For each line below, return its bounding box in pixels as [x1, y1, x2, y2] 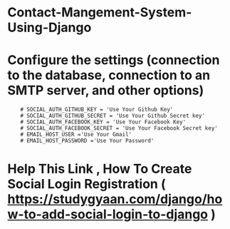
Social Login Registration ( [7, 176, 166, 193]
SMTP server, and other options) [7, 83, 204, 98]
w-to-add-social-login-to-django [7, 206, 209, 223]
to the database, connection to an [7, 67, 211, 83]
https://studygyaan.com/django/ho [7, 191, 223, 208]
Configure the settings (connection [7, 52, 220, 68]
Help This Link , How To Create [7, 161, 192, 177]
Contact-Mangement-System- [7, 4, 192, 21]
